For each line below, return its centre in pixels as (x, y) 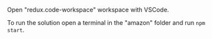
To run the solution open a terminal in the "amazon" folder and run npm (106, 23)
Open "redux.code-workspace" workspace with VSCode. (88, 10)
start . (16, 30)
